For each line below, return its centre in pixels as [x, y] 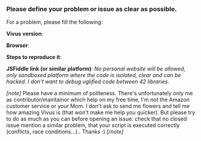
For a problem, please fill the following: [55, 22]
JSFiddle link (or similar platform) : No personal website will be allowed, [96, 69]
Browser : [18, 45]
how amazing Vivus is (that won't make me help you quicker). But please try [101, 113]
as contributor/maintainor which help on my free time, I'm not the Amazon [98, 100]
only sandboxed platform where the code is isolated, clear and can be [94, 75]
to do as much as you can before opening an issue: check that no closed [97, 119]
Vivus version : [25, 34]
